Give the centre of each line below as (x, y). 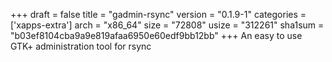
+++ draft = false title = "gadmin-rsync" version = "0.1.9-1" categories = (158, 14)
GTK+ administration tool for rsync (81, 46)
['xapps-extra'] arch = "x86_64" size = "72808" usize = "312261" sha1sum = (167, 25)
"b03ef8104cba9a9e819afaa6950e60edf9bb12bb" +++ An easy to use (156, 35)
